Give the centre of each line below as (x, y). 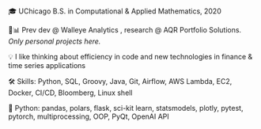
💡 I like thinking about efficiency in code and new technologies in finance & (130, 57)
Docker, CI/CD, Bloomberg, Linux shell (70, 93)
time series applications (47, 65)
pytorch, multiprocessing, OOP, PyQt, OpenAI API (89, 116)
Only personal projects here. (55, 41)
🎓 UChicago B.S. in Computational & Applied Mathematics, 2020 (115, 11)
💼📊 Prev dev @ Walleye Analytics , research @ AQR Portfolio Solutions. (125, 30)
